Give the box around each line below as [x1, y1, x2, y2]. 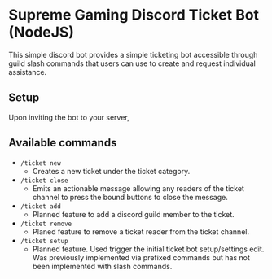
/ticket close [20, 177, 68, 185]
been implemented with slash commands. [32, 261, 173, 271]
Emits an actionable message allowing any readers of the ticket [32, 183, 244, 193]
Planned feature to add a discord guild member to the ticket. [32, 209, 235, 219]
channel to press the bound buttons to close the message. [32, 192, 228, 202]
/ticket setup [20, 237, 68, 245]
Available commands [8, 136, 117, 150]
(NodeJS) [8, 23, 75, 41]
